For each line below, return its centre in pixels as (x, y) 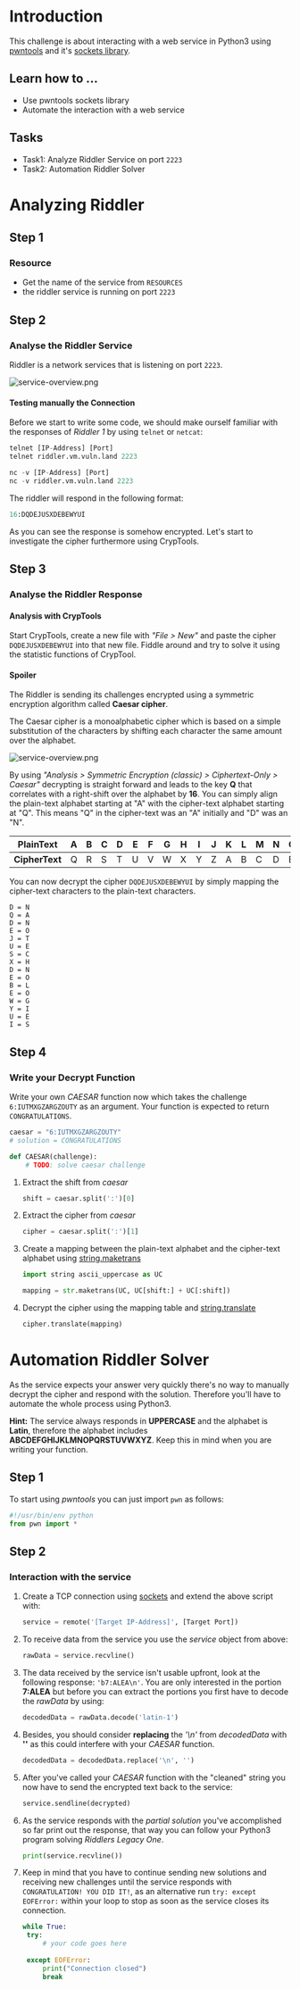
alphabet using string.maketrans (81, 1258)
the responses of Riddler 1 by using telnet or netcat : (106, 432)
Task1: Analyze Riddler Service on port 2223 (102, 159)
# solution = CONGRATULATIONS (66, 1140)
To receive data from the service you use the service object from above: (155, 1639)
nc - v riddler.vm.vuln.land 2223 (71, 481)
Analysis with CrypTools (55, 616)
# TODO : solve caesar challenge (85, 1165)
